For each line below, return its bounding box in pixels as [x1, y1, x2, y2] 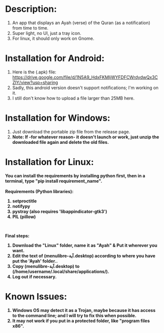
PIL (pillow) [12, 213, 36, 220]
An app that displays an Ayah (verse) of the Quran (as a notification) [12, 20, 151, 26]
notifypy [12, 203, 31, 209]
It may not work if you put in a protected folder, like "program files [12, 318, 150, 324]
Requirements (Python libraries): [5, 188, 74, 194]
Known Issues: [5, 291, 67, 302]
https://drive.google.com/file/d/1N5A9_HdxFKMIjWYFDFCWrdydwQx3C [12, 74, 158, 80]
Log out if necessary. [12, 273, 57, 279]
